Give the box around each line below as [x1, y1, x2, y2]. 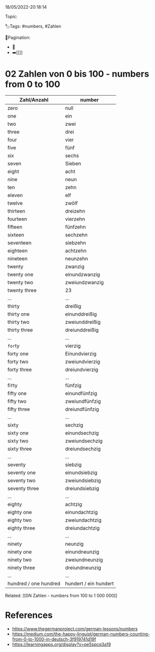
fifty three [7, 406, 30, 413]
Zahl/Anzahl [19, 96, 49, 103]
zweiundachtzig [65, 516, 102, 523]
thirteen [7, 207, 26, 214]
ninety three [7, 564, 36, 571]
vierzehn [65, 216, 85, 222]
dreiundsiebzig [65, 485, 99, 492]
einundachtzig [65, 509, 98, 515]
